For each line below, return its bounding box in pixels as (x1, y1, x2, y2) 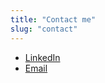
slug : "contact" (10, 24, 78, 34)
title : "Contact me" (10, 14, 97, 25)
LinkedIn (24, 51, 61, 63)
